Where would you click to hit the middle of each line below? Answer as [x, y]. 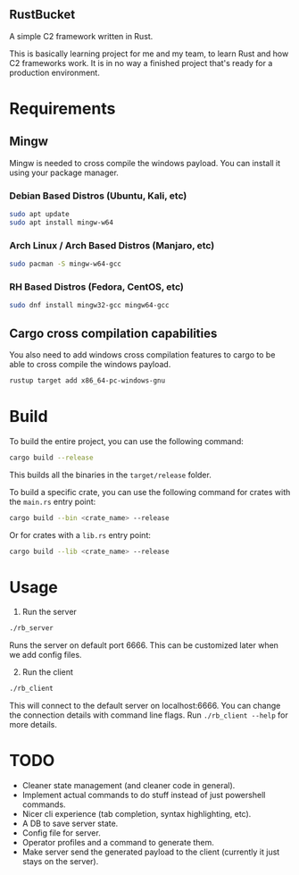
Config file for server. [61, 833]
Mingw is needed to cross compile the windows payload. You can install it [145, 163]
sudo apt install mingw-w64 [62, 223]
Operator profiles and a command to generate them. [118, 843]
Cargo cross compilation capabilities [113, 333]
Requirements [62, 109]
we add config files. [46, 655]
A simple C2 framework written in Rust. [81, 36]
